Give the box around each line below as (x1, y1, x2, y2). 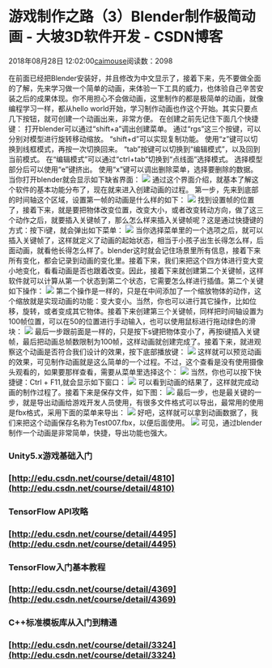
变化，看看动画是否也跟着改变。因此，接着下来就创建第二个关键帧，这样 (22, 265, 264, 276)
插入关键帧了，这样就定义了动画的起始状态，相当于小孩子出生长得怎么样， (8, 235, 257, 245)
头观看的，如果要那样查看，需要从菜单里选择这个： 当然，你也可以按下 (8, 366, 255, 377)
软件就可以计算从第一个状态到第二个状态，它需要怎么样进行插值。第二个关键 (8, 276, 264, 285)
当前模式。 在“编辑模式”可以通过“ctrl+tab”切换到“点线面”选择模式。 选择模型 (8, 154, 263, 164)
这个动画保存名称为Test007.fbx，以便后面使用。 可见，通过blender (29, 417, 263, 427)
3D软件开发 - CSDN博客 (64, 28, 223, 46)
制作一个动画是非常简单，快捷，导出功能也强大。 (8, 427, 172, 438)
